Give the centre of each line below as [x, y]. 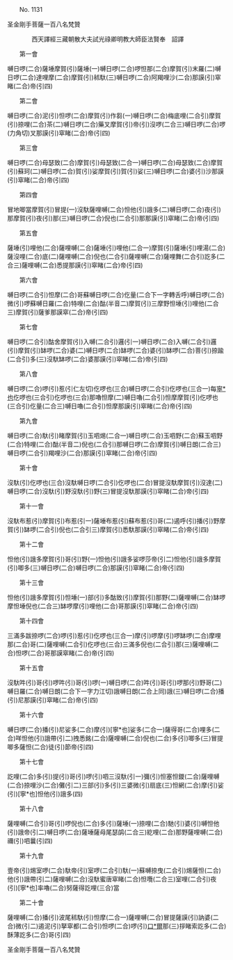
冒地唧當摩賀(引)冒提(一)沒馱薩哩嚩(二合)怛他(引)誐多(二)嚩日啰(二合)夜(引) [114, 209]
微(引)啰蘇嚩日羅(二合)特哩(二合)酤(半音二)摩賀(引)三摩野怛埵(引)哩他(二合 [113, 303]
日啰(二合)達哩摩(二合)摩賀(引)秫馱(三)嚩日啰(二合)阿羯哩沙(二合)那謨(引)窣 [114, 77]
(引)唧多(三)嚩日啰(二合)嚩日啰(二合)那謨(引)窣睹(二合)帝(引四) [96, 568]
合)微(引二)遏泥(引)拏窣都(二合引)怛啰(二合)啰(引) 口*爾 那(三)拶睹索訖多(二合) [117, 926]
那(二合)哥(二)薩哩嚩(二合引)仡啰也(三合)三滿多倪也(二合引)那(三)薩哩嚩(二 [113, 644]
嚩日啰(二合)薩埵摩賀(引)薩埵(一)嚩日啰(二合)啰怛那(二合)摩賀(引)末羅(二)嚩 [114, 69]
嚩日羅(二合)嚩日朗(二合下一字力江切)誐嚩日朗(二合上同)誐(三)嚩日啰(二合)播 [116, 691]
